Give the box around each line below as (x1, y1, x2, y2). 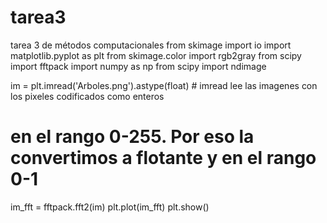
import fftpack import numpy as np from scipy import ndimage (10, 60, 267, 72)
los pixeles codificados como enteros (10, 90, 165, 102)
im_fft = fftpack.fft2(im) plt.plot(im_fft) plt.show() (10, 201, 210, 213)
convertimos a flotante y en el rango (10, 147, 317, 170)
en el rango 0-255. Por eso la (10, 126, 255, 148)
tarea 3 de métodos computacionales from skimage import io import (10, 39, 292, 51)
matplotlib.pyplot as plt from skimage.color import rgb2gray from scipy (10, 49, 302, 61)
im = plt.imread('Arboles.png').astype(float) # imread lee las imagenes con (10, 79, 318, 91)
